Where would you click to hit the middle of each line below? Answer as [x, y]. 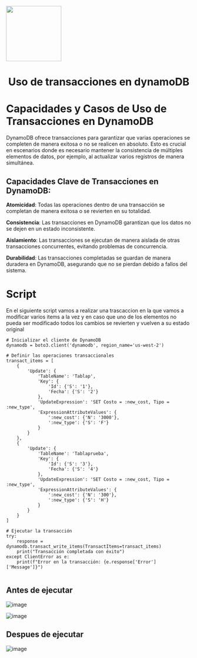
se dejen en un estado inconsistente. [51, 228]
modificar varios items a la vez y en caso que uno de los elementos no [91, 317]
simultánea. [20, 163]
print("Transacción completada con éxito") [71, 551]
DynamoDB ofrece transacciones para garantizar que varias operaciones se [98, 138]
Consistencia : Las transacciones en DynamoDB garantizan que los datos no [98, 222]
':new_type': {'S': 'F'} [79, 422]
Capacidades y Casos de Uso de [86, 109]
